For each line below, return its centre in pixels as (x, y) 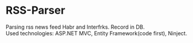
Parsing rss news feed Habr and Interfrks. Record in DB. (75, 27)
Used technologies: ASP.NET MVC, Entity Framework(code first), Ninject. (96, 33)
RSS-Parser (36, 10)
